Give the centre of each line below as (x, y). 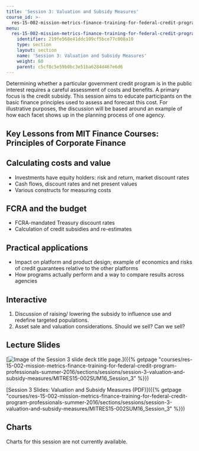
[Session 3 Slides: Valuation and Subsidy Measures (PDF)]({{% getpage (94, 389)
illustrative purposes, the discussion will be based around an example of (94, 109)
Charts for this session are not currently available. (67, 442)
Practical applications (47, 247)
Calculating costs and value (59, 163)
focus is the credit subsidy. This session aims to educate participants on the (99, 96)
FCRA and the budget (46, 208)
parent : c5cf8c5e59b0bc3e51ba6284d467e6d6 (70, 67)
